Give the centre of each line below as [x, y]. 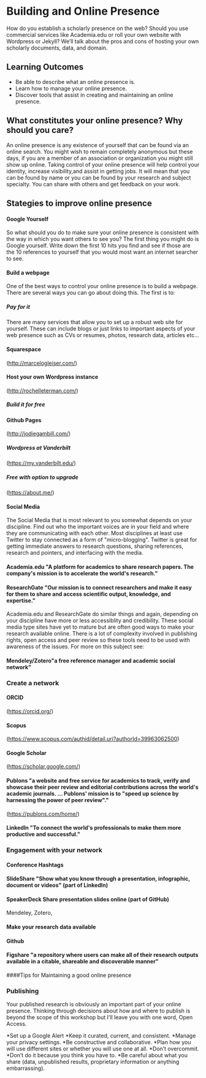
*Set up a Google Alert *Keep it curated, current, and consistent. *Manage [101, 1036]
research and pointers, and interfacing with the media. [75, 553]
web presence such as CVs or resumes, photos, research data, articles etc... [103, 335]
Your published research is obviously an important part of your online [94, 1004]
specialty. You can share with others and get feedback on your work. [93, 184]
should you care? [40, 130]
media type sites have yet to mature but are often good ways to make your [100, 627]
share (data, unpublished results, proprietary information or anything [93, 1062]
